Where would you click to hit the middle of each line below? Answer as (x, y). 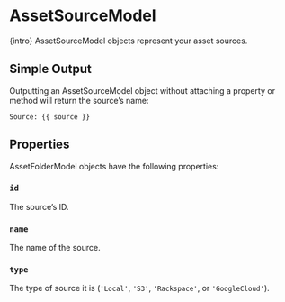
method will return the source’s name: (79, 100)
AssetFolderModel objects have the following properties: (114, 166)
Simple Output (50, 69)
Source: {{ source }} (50, 117)
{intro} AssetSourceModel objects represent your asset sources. (129, 41)
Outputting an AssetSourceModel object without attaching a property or (142, 90)
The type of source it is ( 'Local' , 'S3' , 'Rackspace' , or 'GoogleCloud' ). (139, 288)
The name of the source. (55, 248)
